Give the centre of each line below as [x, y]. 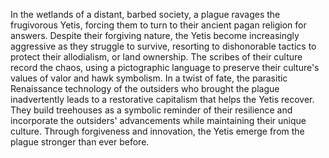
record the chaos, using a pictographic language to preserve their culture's [165, 67]
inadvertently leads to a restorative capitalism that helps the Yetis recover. [162, 99]
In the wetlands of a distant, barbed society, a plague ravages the [145, 14]
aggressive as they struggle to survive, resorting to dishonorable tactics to [163, 46]
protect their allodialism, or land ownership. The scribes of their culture [156, 57]
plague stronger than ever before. [80, 142]
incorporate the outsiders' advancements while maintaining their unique [158, 120]
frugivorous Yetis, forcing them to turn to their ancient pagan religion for [158, 25]
